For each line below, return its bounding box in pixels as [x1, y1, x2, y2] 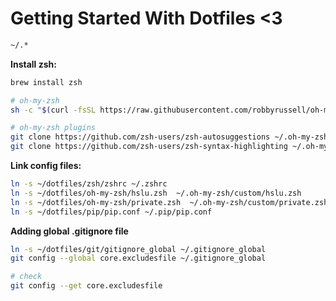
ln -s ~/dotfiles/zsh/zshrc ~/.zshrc [10, 179, 168, 189]
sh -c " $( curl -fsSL [10, 105, 97, 115]
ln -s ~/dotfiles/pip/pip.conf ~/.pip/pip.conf [10, 207, 213, 217]
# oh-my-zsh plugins [10, 123, 97, 133]
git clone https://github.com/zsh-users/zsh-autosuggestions [10, 132, 271, 142]
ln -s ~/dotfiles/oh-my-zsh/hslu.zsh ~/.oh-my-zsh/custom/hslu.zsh [10, 188, 302, 198]
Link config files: [10, 160, 82, 172]
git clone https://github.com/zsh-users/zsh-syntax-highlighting [10, 142, 288, 152]
